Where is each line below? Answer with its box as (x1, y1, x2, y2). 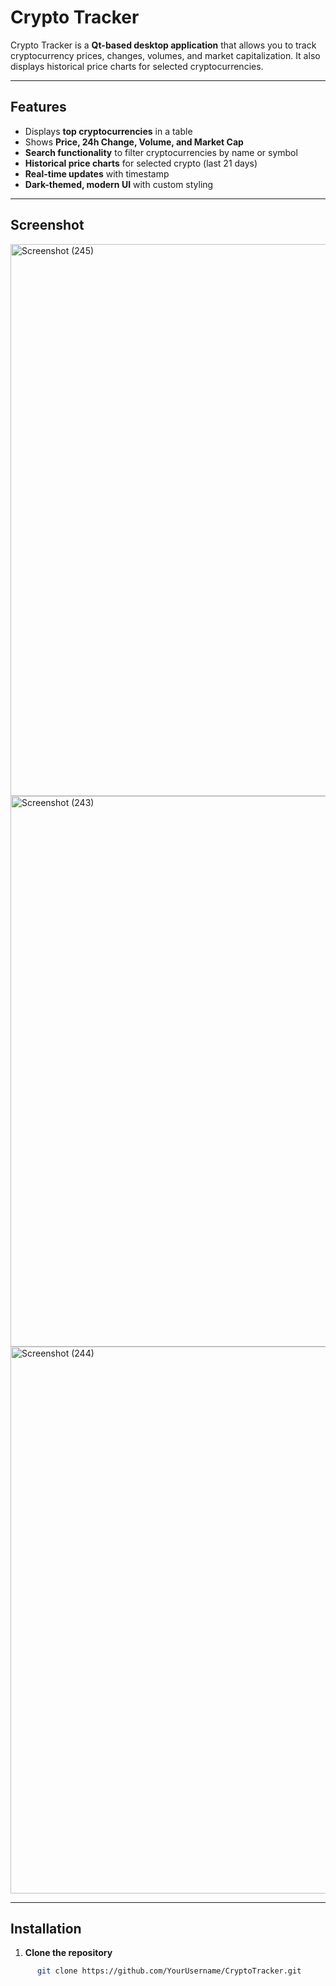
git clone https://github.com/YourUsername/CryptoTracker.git (36, 1966, 302, 1976)
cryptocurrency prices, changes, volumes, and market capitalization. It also (10, 49, 321, 61)
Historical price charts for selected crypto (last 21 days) (24, 157, 258, 169)
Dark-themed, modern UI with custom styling (24, 178, 214, 190)
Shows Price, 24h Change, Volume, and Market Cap (24, 136, 244, 148)
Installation (10, 1920, 82, 1937)
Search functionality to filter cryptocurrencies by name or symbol (24, 146, 298, 158)
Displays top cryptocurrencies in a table (24, 125, 193, 137)
